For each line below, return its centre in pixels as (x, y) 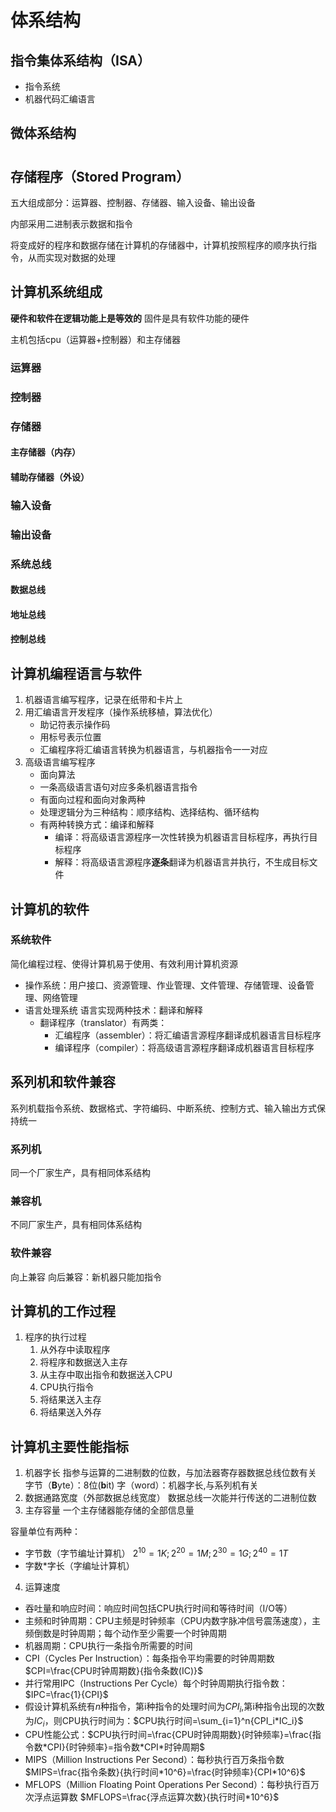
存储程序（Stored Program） (100, 176)
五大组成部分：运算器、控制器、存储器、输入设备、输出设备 (133, 202)
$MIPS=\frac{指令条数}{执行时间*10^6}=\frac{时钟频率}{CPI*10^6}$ (165, 1772)
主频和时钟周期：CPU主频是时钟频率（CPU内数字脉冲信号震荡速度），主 (172, 1620)
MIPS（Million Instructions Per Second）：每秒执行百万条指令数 (154, 1760)
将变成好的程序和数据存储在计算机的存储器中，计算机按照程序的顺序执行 (159, 245)
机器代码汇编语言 (60, 99)
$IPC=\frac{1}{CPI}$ (66, 1694)
